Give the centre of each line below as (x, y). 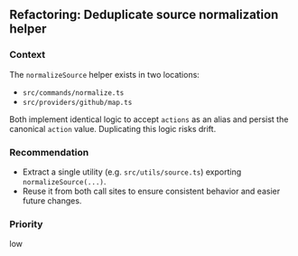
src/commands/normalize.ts (73, 93)
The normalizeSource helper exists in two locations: (105, 74)
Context (28, 55)
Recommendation (49, 152)
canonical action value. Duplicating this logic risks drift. (113, 128)
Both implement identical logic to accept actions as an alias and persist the (149, 119)
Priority (26, 223)
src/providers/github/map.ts (77, 102)
